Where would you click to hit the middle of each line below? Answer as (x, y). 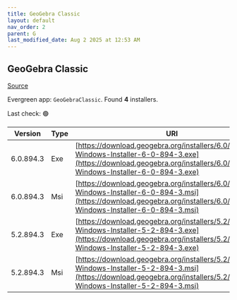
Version (27, 133)
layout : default (31, 20)
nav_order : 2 (26, 27)
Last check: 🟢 (28, 113)
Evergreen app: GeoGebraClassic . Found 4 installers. (83, 99)
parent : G (22, 34)
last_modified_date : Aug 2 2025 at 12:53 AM (74, 40)
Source (18, 85)
